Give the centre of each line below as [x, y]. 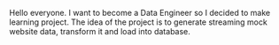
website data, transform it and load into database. [100, 31]
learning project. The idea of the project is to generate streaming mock [138, 22]
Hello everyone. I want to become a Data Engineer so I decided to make [140, 13]
